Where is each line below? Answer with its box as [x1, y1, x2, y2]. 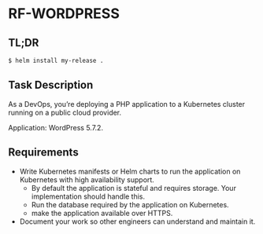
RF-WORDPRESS [8, 5, 120, 23]
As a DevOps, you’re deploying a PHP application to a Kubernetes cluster [8, 99, 246, 108]
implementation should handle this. [31, 192, 146, 201]
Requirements [8, 146, 79, 159]
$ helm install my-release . [8, 57, 104, 64]
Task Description [8, 79, 94, 92]
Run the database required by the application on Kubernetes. [31, 199, 230, 209]
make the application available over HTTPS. [31, 208, 173, 218]
